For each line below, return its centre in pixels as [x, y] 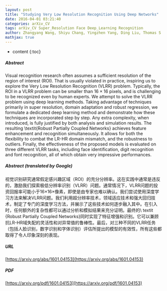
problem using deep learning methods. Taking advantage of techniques [78, 102]
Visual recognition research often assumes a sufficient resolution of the [78, 75]
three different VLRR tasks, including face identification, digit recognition [80, 149]
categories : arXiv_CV [28, 24]
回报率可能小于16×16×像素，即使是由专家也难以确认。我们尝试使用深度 [82, 191]
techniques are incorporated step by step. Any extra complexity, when [77, 118]
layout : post [19, 10]
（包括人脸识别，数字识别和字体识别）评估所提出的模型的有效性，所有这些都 [83, 228]
